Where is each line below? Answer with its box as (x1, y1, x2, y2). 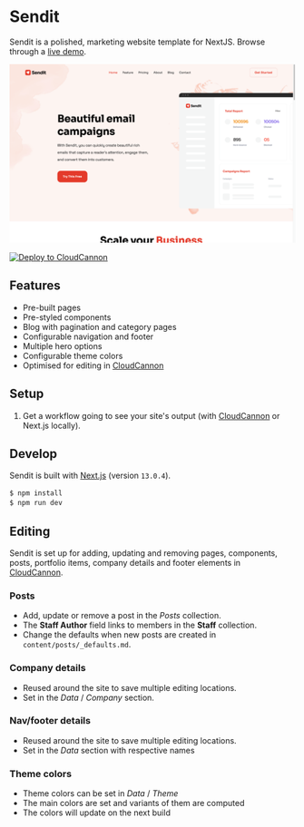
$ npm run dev (9, 499, 64, 508)
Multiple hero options (22, 340, 103, 351)
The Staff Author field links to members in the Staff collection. (22, 619, 257, 631)
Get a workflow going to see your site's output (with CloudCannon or (22, 410, 280, 421)
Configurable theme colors (22, 350, 123, 361)
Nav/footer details (9, 715, 91, 727)
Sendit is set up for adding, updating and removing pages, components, (9, 547, 279, 559)
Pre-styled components (22, 311, 112, 323)
